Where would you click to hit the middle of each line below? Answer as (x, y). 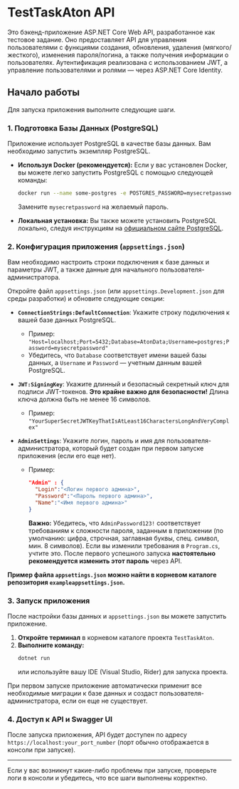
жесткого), (24, 55)
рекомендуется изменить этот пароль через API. (105, 561)
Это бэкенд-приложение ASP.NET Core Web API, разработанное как (111, 32)
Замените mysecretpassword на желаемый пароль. (93, 207)
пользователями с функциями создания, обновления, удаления (104, 47)
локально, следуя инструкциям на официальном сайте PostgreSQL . (121, 228)
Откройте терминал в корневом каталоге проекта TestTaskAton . (116, 637)
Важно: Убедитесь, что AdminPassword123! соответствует (115, 523)
